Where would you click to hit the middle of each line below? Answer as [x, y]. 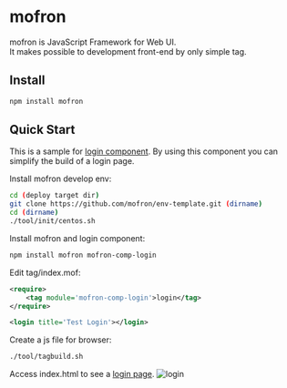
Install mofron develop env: [61, 179]
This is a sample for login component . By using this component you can [144, 151]
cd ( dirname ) [34, 213]
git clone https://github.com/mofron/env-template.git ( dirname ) [136, 204]
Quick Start [42, 130]
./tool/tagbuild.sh [46, 357]
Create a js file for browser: [61, 340]
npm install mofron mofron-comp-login [83, 255]
